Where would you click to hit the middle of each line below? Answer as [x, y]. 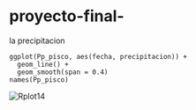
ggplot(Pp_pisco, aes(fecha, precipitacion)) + [98, 56]
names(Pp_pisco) [39, 80]
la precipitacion [37, 40]
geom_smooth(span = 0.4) [63, 72]
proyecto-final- [67, 16]
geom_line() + [43, 64]
